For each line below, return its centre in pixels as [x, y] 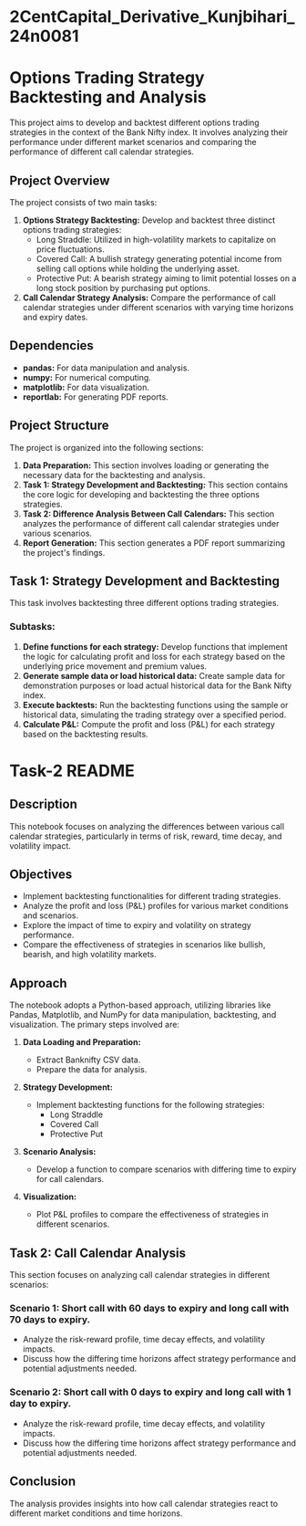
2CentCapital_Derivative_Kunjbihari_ [152, 17]
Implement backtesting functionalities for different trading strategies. [152, 896]
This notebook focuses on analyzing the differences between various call [147, 826]
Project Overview [60, 180]
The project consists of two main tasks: [83, 202]
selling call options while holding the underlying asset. [138, 268]
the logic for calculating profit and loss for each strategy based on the [153, 656]
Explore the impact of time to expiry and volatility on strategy [137, 925]
